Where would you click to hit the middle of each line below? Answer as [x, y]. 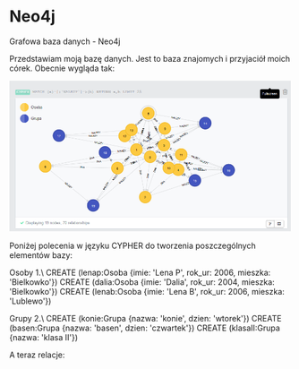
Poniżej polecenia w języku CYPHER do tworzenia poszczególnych [133, 245]
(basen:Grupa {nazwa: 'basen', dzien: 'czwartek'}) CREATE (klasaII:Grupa [145, 328]
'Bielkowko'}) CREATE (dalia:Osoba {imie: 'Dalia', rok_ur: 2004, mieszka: [142, 282]
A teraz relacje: [37, 355]
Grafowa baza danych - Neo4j [65, 41]
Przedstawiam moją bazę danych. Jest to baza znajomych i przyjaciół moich [150, 58]
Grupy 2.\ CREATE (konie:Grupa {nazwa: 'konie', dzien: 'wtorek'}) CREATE [145, 318]
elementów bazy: [41, 255]
